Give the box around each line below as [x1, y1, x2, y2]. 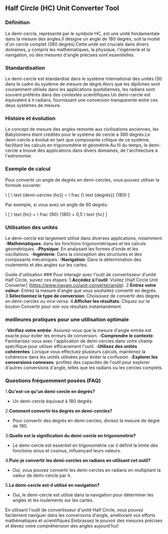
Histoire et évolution [5, 115, 56, 122]
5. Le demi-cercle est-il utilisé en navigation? [5, 482, 100, 488]
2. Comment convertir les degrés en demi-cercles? [5, 408, 113, 414]
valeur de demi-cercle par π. [12, 472, 72, 478]
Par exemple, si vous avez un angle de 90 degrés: [5, 202, 108, 208]
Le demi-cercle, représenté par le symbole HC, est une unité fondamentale [5, 30, 160, 37]
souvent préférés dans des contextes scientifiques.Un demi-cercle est [5, 91, 151, 97]
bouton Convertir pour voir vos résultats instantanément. [5, 303, 122, 309]
